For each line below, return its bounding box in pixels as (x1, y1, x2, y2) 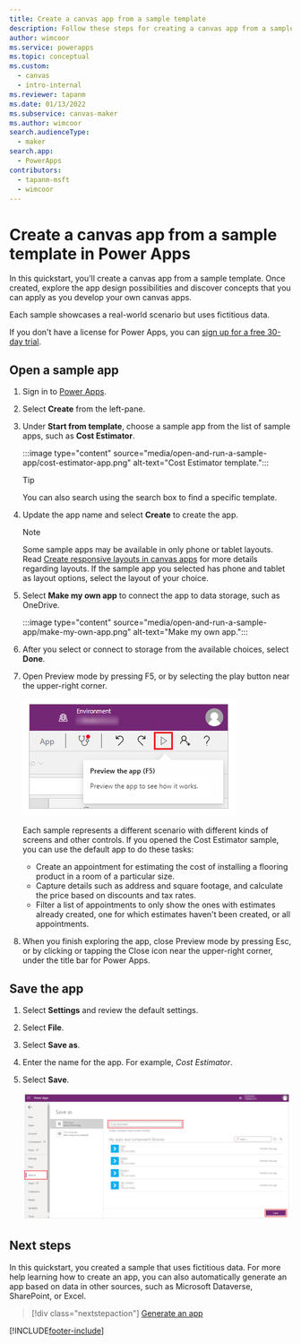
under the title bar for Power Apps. (21, 955, 150, 966)
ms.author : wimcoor (9, 118, 82, 127)
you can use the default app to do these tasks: (21, 844, 194, 855)
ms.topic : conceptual (9, 52, 90, 62)
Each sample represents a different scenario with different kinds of (21, 825, 269, 836)
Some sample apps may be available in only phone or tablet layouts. (21, 544, 273, 555)
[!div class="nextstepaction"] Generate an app (30, 1307, 203, 1318)
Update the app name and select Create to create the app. (21, 509, 239, 520)
